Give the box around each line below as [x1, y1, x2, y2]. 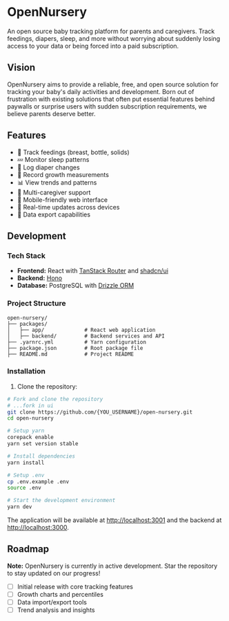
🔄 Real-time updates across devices [17, 203, 120, 211]
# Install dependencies [7, 452, 76, 460]
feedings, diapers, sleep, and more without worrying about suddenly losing [7, 34, 221, 42]
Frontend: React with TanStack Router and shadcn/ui [17, 267, 169, 275]
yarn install [7, 459, 45, 466]
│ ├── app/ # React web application [7, 326, 156, 333]
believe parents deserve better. [7, 109, 96, 118]
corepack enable [7, 434, 54, 441]
